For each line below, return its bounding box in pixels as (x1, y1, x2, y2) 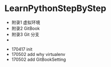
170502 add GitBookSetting (11, 56, 66, 62)
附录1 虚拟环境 (11, 19, 41, 25)
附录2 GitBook (11, 25, 40, 31)
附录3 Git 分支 (11, 31, 40, 37)
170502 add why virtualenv (11, 51, 66, 57)
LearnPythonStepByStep (4, 3, 107, 14)
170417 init (11, 46, 32, 52)
